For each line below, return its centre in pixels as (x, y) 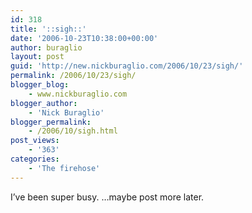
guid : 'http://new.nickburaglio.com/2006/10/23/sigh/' (127, 66)
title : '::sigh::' (48, 29)
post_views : (35, 141)
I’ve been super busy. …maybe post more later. (107, 197)
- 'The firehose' (64, 168)
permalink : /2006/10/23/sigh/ (73, 76)
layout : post (37, 57)
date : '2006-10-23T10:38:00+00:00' (84, 38)
